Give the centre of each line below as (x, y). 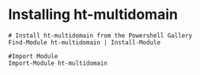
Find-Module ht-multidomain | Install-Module (84, 42)
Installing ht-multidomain (93, 15)
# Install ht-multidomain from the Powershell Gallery (100, 36)
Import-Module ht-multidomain (58, 63)
